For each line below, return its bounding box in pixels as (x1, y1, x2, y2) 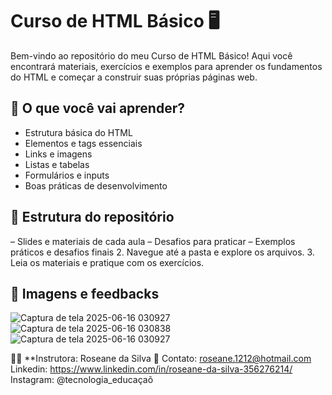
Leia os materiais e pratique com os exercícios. (10, 256, 205, 268)
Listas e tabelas (24, 158, 90, 170)
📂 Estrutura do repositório (10, 209, 175, 226)
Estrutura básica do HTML (24, 126, 133, 138)
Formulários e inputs (24, 169, 110, 181)
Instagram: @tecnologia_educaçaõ (10, 374, 154, 386)
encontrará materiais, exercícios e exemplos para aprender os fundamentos (10, 60, 323, 72)
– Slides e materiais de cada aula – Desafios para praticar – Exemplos (10, 235, 296, 247)
